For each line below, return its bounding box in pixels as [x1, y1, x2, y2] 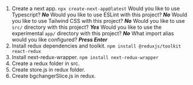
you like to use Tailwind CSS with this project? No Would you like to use [11, 18, 185, 24]
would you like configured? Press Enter [11, 36, 108, 43]
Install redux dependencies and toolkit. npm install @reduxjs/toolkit [11, 42, 181, 49]
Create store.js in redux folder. [11, 66, 85, 73]
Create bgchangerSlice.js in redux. [11, 73, 96, 79]
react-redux [11, 49, 41, 55]
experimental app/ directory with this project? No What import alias [11, 30, 174, 37]
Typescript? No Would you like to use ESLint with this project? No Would [11, 11, 187, 18]
